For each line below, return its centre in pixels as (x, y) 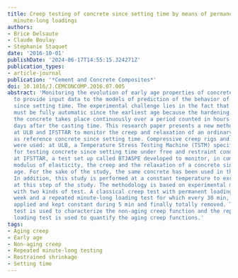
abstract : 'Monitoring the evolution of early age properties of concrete (120, 93)
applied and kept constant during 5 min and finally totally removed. (120, 205)
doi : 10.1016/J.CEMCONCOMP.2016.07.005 (66, 86)
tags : (15, 224)
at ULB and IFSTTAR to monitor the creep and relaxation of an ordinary (123, 132)
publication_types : (36, 66)
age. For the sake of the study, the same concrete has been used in (118, 172)
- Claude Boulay (31, 40)
